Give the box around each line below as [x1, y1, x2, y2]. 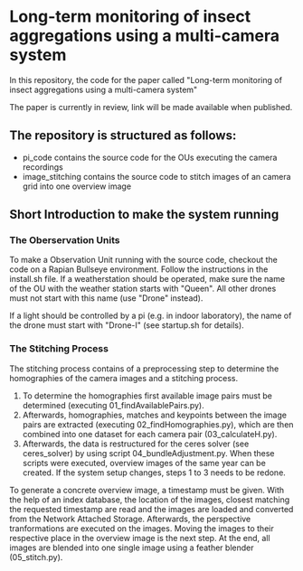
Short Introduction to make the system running [9, 207, 279, 222]
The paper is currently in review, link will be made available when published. [9, 101, 293, 112]
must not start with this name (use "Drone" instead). [9, 293, 204, 304]
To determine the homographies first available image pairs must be [22, 390, 273, 401]
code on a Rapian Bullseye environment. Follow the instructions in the [9, 264, 269, 275]
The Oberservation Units [9, 234, 120, 247]
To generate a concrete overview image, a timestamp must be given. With [9, 484, 285, 495]
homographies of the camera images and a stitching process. [9, 372, 239, 383]
